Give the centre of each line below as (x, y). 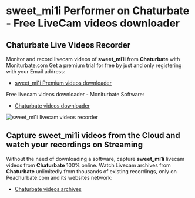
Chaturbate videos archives (48, 189)
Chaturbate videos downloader (52, 106)
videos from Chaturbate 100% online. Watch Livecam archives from (89, 165)
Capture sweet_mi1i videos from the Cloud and (93, 135)
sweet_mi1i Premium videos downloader (63, 83)
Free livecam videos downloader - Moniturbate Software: (75, 94)
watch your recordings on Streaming (74, 145)
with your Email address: (36, 71)
